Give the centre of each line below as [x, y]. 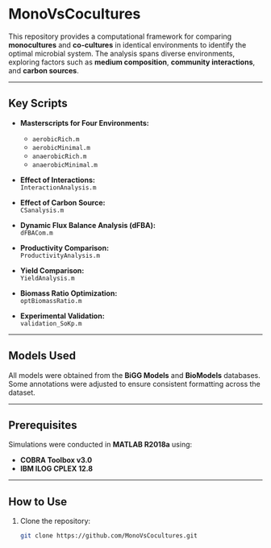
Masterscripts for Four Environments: [84, 122]
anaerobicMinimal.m [65, 165]
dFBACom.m [37, 233]
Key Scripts [38, 104]
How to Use [38, 502]
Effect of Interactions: [57, 180]
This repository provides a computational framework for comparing [120, 36]
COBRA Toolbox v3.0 [56, 460]
